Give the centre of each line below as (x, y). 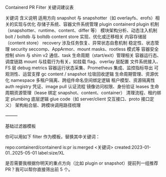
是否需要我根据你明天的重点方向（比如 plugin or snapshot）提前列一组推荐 (82, 163)
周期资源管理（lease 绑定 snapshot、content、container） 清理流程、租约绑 (83, 93)
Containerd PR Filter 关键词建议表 (39, 7)
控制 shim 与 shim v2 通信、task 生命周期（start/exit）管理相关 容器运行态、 (83, 55)
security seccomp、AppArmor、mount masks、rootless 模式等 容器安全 (85, 49)
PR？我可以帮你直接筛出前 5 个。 (39, 169)
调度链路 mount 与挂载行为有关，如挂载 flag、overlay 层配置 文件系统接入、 (83, 62)
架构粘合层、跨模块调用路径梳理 (48, 105)
